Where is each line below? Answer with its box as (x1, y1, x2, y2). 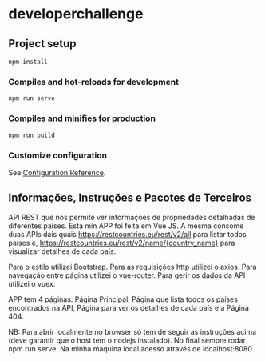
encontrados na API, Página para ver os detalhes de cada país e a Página (8, 303, 250, 312)
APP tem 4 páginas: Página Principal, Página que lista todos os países (8, 294, 238, 304)
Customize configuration (8, 150, 108, 161)
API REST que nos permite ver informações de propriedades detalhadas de (8, 212, 255, 222)
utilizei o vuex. (8, 279, 56, 288)
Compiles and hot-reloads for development (8, 76, 180, 87)
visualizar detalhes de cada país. (8, 246, 117, 256)
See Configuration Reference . (8, 167, 106, 177)
